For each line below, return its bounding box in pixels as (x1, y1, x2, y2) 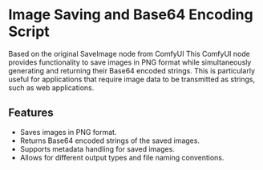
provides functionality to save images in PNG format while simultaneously (8, 57, 252, 67)
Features (8, 106, 54, 120)
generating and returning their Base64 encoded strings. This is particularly (8, 65, 255, 75)
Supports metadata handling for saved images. (19, 144, 175, 153)
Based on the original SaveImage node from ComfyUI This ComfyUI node (8, 49, 250, 58)
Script (8, 22, 50, 41)
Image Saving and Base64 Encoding (8, 6, 254, 24)
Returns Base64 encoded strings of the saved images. (19, 136, 200, 145)
